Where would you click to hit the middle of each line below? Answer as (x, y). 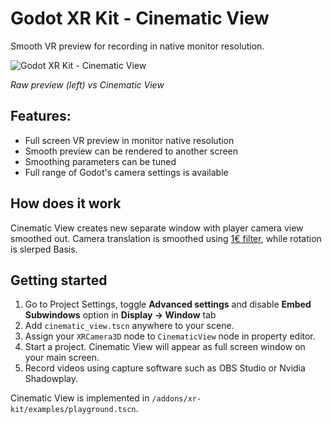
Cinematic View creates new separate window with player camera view (157, 228)
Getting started (59, 280)
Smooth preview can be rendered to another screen (131, 151)
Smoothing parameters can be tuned (100, 161)
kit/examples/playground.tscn (73, 410)
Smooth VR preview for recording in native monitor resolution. (137, 46)
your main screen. (62, 358)
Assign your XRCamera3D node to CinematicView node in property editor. (170, 336)
